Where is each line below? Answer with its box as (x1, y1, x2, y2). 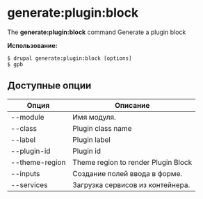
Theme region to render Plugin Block (72, 157, 193, 167)
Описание (114, 100, 150, 110)
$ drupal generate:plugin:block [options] (7, 54, 132, 62)
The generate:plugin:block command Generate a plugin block (7, 28, 186, 36)
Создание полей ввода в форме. (72, 168, 183, 178)
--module (10, 112, 44, 122)
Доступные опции (7, 80, 92, 92)
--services (10, 180, 48, 189)
